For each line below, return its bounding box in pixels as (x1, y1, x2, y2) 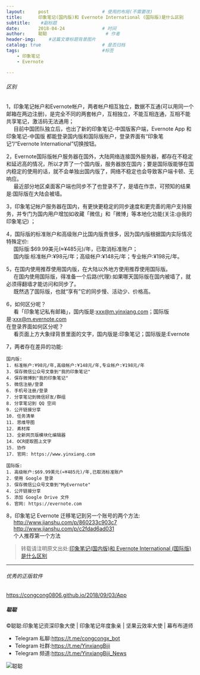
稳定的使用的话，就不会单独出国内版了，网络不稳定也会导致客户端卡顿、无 (11, 168, 194, 175)
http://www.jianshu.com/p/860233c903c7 (13, 519, 117, 526)
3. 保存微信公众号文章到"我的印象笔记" (6, 368, 91, 375)
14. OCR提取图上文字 (6, 438, 52, 445)
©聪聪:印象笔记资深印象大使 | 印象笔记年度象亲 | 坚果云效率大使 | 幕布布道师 (6, 622, 193, 629)
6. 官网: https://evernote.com (6, 501, 82, 507)
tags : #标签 (6, 48, 114, 54)
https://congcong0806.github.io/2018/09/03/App (6, 591, 127, 599)
